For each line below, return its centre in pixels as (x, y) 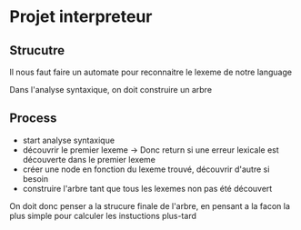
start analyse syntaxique (69, 140)
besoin (35, 178)
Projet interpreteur (81, 17)
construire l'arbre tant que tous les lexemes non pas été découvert (147, 188)
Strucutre (37, 50)
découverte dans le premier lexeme (89, 159)
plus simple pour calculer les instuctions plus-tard (103, 215)
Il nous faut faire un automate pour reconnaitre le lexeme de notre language (151, 72)
